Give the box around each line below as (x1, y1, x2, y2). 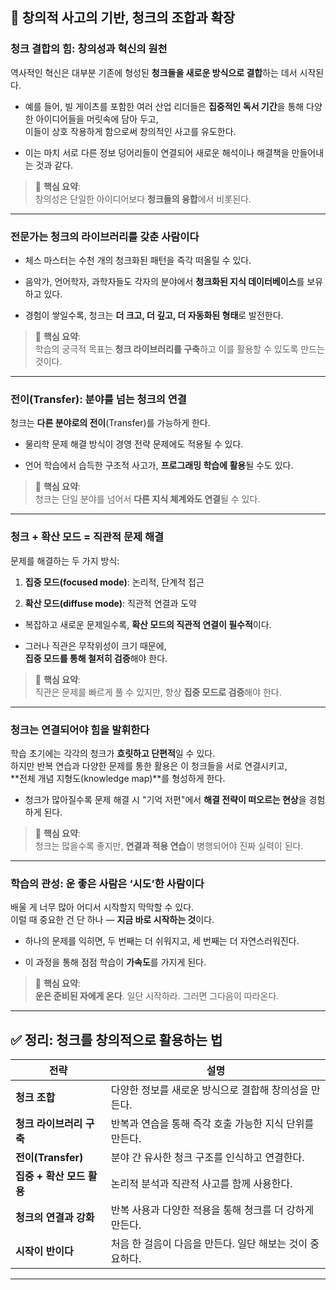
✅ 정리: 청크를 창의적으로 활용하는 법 (10, 1031, 223, 1048)
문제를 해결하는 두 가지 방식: (10, 554, 120, 567)
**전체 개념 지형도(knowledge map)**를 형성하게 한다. (10, 772, 226, 784)
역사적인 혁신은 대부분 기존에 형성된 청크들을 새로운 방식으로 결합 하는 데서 (10, 66, 298, 78)
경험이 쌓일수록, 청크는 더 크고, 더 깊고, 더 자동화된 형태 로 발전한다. (24, 309, 284, 321)
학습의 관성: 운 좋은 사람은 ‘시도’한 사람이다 (10, 876, 205, 890)
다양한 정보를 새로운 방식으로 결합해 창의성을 (110, 1083, 309, 1097)
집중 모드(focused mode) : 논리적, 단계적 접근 (24, 576, 205, 588)
